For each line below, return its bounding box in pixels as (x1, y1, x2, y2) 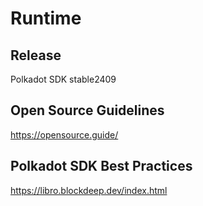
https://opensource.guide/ (10, 128, 119, 141)
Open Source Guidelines (10, 102, 165, 119)
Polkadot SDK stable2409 (10, 73, 117, 85)
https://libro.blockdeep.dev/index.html (10, 184, 168, 196)
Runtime (10, 7, 82, 30)
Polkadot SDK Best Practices (10, 158, 193, 175)
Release (10, 47, 62, 64)
